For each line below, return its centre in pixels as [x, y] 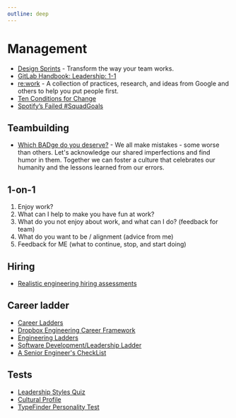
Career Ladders [40, 323]
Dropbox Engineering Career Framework [76, 330]
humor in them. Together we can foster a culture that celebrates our [116, 160]
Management [47, 48]
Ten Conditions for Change [57, 98]
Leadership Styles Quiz [52, 392]
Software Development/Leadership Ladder [79, 345]
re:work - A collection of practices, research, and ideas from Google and [123, 83]
